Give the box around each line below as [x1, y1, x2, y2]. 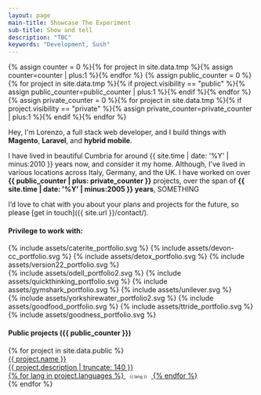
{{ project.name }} [8, 354, 67, 364]
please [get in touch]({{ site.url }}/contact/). [8, 208, 149, 218]
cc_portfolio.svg [8, 252, 60, 262]
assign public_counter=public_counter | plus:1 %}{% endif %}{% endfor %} [8, 87, 252, 97]
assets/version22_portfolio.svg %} [8, 260, 120, 269]
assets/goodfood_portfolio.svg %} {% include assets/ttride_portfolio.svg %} [8, 302, 254, 311]
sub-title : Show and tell [8, 26, 92, 34]
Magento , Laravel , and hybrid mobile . [8, 136, 132, 145]
